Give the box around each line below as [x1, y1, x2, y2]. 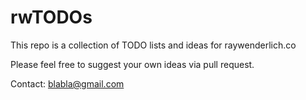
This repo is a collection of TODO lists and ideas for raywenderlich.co [10, 39, 297, 51]
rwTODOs [10, 6, 93, 29]
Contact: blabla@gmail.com [10, 77, 125, 90]
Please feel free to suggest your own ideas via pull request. [10, 58, 255, 70]
